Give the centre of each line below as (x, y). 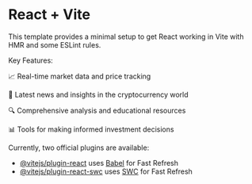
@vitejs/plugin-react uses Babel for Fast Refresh (99, 163)
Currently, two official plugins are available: (79, 148)
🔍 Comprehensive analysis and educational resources (97, 110)
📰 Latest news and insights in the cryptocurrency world (98, 94)
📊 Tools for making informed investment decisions (91, 129)
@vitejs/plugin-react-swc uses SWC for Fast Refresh (106, 171)
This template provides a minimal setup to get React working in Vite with (126, 36)
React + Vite (50, 15)
